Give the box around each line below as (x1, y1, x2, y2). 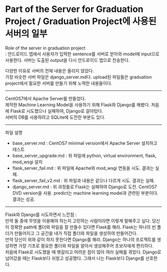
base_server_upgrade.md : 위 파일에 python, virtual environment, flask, (12, 152, 157, 158)
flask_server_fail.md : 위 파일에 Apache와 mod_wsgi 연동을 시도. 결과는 (12, 165, 154, 171)
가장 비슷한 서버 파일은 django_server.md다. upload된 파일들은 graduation (5, 74, 152, 80)
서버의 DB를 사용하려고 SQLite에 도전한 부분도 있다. (5, 114, 106, 120)
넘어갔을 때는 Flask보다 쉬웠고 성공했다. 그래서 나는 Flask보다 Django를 (5, 255, 145, 261)
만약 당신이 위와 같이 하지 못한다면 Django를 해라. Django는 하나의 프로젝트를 (5, 236, 156, 243)
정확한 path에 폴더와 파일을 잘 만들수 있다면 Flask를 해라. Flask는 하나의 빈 (10, 224, 156, 230)
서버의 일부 (5, 28, 48, 39)
